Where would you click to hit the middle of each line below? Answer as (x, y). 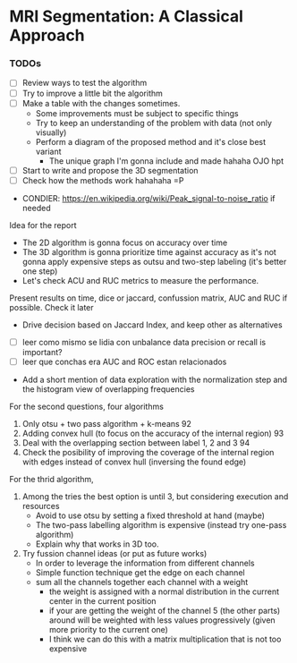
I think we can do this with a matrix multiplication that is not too (165, 639)
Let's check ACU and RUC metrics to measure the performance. (140, 280)
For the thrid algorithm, (51, 479)
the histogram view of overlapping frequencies (108, 389)
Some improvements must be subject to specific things (137, 113)
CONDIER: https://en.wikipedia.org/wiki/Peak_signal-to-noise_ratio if (148, 198)
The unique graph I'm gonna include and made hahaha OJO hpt (166, 161)
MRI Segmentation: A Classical (127, 17)
